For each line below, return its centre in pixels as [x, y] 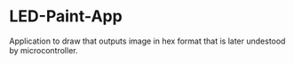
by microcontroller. [44, 50]
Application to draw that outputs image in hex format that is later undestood [147, 41]
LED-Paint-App [66, 16]
